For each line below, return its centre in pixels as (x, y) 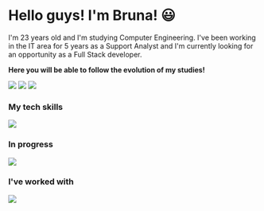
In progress (31, 144)
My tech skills (36, 107)
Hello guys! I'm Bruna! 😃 (92, 16)
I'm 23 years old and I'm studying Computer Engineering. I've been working (132, 37)
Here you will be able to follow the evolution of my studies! (107, 69)
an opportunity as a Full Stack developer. (75, 54)
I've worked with (41, 182)
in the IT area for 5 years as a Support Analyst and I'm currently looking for (131, 45)
